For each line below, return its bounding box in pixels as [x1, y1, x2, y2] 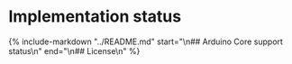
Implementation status [8, 6, 182, 27]
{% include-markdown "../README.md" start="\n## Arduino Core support [8, 36, 283, 47]
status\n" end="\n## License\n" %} [8, 45, 141, 56]
